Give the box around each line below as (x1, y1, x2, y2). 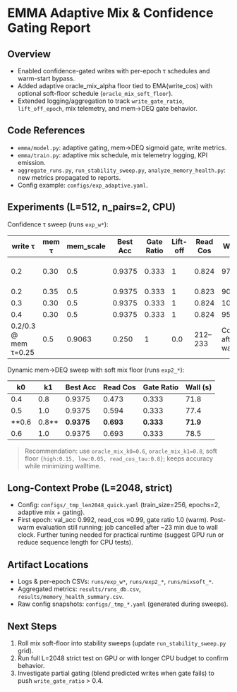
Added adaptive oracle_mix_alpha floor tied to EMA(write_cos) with (17, 82, 213, 90)
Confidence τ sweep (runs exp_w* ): (7, 220, 109, 229)
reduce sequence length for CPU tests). (17, 538, 133, 547)
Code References (7, 125, 85, 137)
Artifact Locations (7, 559, 89, 571)
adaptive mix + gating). (17, 508, 85, 516)
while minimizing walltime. (24, 461, 102, 470)
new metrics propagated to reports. (17, 173, 121, 181)
